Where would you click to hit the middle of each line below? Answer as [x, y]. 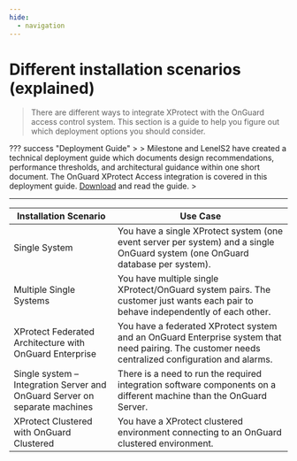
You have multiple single [168, 279]
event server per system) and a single [196, 242]
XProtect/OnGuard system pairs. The [194, 290]
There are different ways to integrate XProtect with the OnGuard [148, 112]
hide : [19, 17]
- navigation [41, 26]
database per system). [164, 265]
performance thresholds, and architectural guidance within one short [135, 167]
